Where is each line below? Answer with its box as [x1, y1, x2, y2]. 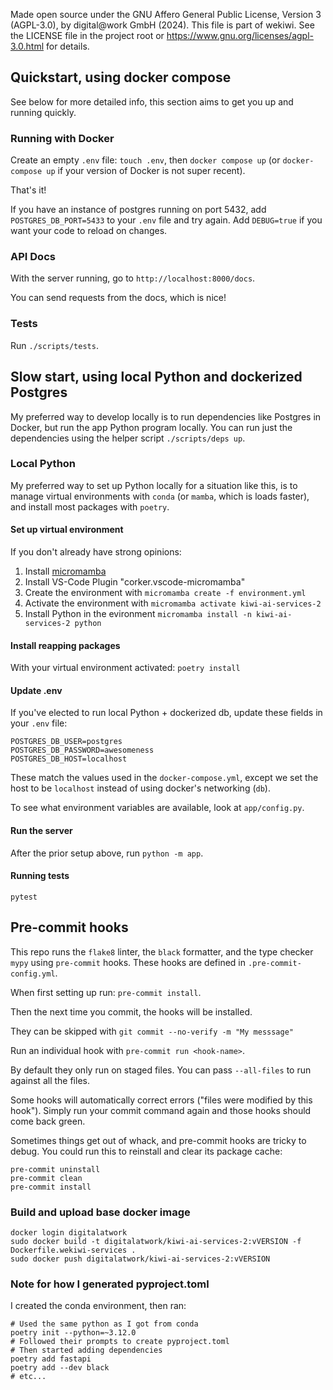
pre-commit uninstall [10, 1164, 101, 1174]
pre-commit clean [10, 1173, 83, 1183]
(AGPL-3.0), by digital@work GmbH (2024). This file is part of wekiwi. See [10, 19, 315, 31]
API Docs [10, 250, 56, 264]
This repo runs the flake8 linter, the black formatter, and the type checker [10, 945, 314, 958]
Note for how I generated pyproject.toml [10, 1277, 210, 1291]
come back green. [10, 1115, 86, 1127]
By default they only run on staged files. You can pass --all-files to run [10, 1064, 312, 1076]
